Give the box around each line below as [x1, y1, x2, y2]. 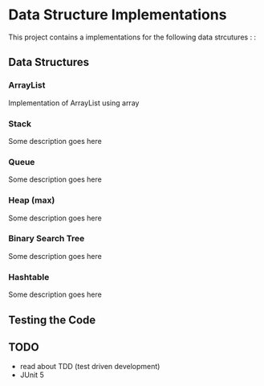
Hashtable [8, 271, 50, 282]
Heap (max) [8, 195, 55, 206]
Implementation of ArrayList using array [8, 98, 140, 108]
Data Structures [8, 55, 90, 69]
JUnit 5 [19, 370, 44, 380]
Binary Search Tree [8, 233, 85, 244]
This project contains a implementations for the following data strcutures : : [8, 32, 257, 42]
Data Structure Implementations [8, 6, 227, 24]
